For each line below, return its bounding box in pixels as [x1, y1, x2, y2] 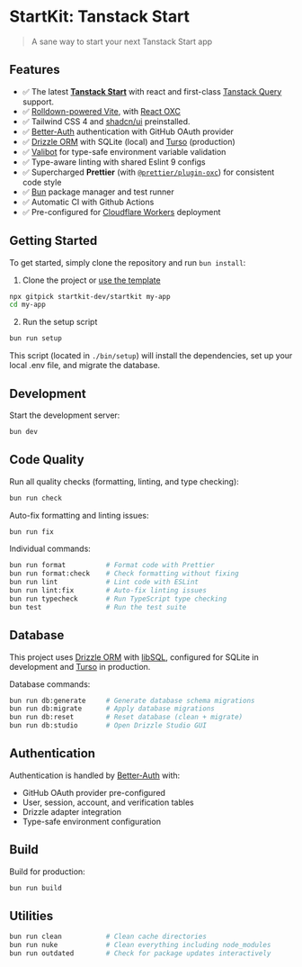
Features [9, 62, 60, 77]
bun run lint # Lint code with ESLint [9, 578, 200, 587]
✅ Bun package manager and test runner [22, 186, 174, 197]
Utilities [9, 908, 54, 924]
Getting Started [9, 233, 98, 249]
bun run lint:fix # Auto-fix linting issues [9, 586, 207, 595]
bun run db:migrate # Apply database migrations [9, 704, 216, 713]
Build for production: [9, 866, 85, 877]
